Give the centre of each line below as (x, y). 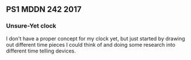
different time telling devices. (41, 51)
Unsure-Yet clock (31, 26)
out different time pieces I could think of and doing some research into (91, 44)
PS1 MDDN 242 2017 (44, 10)
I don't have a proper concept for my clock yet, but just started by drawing (95, 38)
